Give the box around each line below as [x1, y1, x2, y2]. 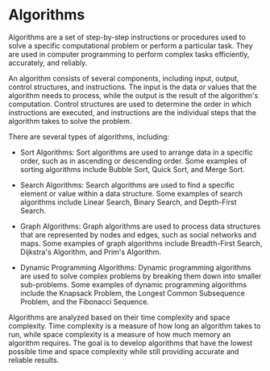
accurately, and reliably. [8, 58, 88, 68]
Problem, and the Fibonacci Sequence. [19, 296, 149, 307]
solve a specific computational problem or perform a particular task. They [8, 40, 253, 50]
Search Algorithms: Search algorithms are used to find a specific [19, 179, 235, 190]
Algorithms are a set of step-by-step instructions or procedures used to [8, 32, 246, 42]
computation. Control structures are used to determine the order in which [8, 99, 252, 109]
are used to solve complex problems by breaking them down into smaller [19, 271, 262, 281]
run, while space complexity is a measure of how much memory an [8, 329, 231, 339]
